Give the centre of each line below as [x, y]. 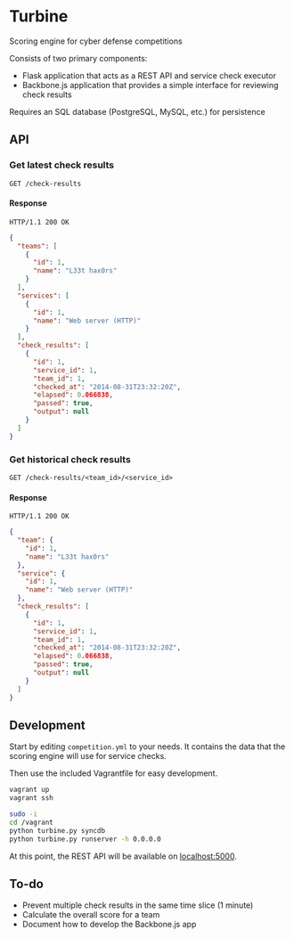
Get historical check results [70, 459]
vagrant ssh [31, 798]
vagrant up [29, 790]
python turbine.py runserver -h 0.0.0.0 [86, 839]
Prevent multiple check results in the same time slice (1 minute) [138, 905]
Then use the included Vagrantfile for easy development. [114, 773]
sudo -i [24, 814]
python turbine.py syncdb [57, 830]
